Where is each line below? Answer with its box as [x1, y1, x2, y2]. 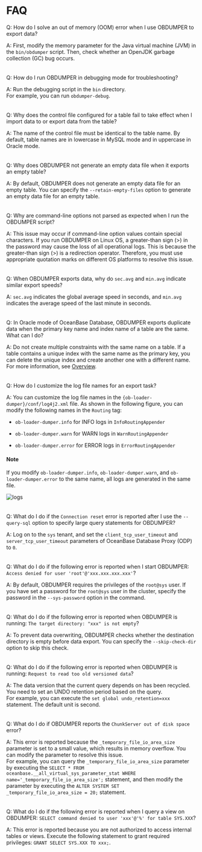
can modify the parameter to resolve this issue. [6, 751, 124, 759]
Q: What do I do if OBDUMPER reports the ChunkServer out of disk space [6, 720, 190, 727]
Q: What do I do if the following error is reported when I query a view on [6, 808, 185, 815]
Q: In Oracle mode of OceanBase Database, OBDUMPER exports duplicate [6, 319, 191, 326]
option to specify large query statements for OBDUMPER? [32, 519, 176, 527]
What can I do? [6, 331, 44, 339]
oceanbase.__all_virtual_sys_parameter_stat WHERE [6, 770, 136, 777]
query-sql [6, 521, 31, 527]
